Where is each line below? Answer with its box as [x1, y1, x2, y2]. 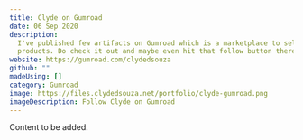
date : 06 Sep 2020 [9, 22, 78, 31]
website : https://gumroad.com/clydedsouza [9, 55, 171, 64]
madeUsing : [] [9, 72, 63, 81]
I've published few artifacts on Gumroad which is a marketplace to [17, 38, 280, 48]
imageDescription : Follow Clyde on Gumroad [9, 97, 176, 107]
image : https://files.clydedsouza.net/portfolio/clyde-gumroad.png [9, 89, 269, 98]
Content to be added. [9, 122, 88, 133]
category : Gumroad [9, 80, 78, 89]
